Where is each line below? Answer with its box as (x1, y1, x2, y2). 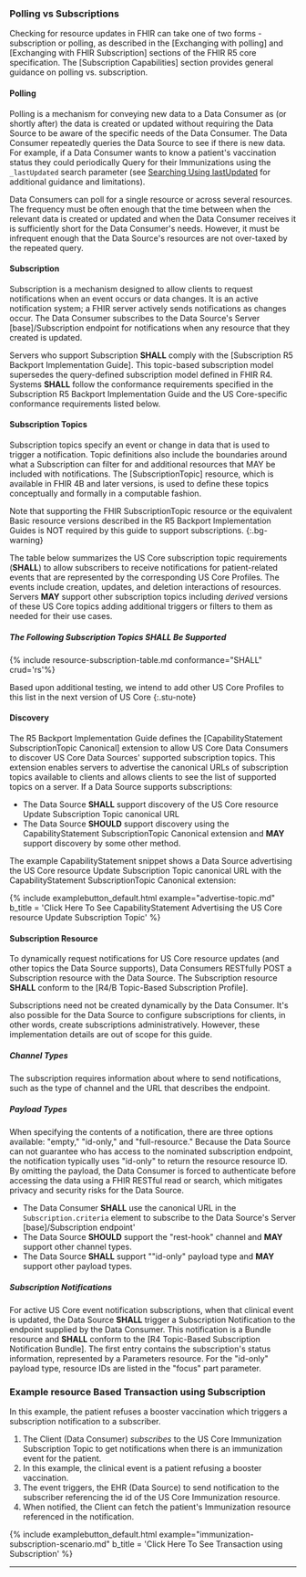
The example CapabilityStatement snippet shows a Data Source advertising (9, 856, 293, 867)
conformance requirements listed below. (9, 398, 161, 409)
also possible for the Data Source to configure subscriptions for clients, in (9, 1010, 286, 1021)
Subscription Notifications (9, 1281, 112, 1292)
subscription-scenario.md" (9, 1539, 111, 1550)
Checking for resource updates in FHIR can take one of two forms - (9, 28, 262, 39)
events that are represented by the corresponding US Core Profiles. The (9, 572, 280, 583)
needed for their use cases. (9, 610, 113, 621)
